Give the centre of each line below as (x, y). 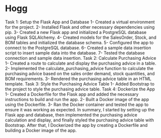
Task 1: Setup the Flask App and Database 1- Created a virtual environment (80, 22)
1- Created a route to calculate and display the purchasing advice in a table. (81, 63)
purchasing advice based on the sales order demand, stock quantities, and (80, 73)
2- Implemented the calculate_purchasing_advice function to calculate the (79, 68)
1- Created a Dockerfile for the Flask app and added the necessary (72, 94)
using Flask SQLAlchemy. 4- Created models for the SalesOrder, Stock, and (81, 37)
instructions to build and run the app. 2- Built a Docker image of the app (77, 99)
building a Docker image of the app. (41, 130)
